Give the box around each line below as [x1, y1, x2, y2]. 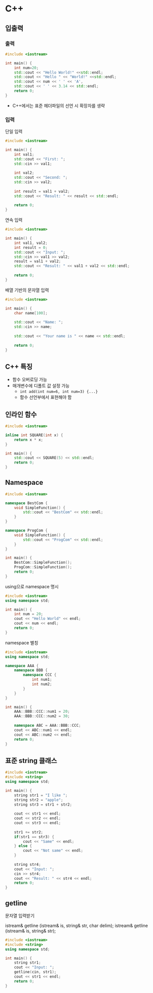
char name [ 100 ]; [14, 310, 48, 315]
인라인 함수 [5, 410, 37, 419]
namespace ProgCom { [5, 528, 48, 533]
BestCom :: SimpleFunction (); [14, 560, 72, 565]
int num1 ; [31, 677, 52, 682]
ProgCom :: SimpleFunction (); [14, 565, 72, 570]
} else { [14, 843, 32, 848]
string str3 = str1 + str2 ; [14, 802, 72, 807]
